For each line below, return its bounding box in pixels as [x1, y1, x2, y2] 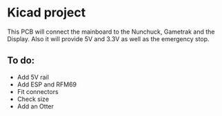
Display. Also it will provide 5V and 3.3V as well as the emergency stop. [7, 34, 210, 43]
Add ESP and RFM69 [17, 80, 77, 89]
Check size [17, 95, 50, 103]
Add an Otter [17, 102, 54, 111]
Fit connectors [17, 87, 59, 95]
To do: [7, 55, 35, 67]
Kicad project [7, 5, 86, 21]
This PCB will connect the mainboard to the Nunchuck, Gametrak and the [7, 27, 215, 36]
